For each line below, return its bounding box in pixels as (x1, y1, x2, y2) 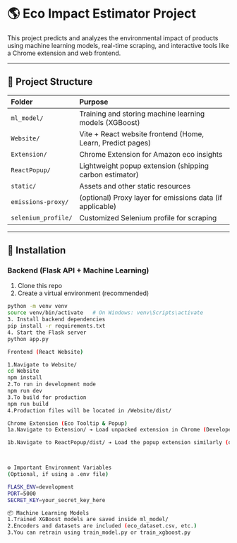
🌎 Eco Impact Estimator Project (7, 6, 196, 22)
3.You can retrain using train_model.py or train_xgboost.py (7, 529, 191, 537)
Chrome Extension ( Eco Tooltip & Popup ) (7, 419, 128, 427)
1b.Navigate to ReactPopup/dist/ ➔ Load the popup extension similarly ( (7, 439, 229, 446)
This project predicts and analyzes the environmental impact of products (7, 33, 219, 42)
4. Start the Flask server (7, 329, 87, 336)
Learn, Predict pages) (79, 138, 152, 148)
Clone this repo (17, 282, 62, 290)
